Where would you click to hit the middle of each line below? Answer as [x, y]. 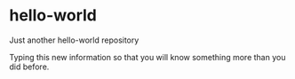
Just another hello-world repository [74, 40]
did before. [29, 67]
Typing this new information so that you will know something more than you [147, 57]
